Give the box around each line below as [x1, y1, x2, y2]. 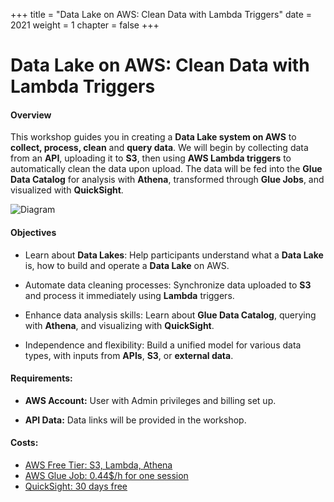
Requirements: [10, 372, 73, 384]
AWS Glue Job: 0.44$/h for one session [24, 470, 189, 481]
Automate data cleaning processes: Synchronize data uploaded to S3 [24, 279, 312, 291]
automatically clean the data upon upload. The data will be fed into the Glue [10, 163, 323, 175]
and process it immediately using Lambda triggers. [24, 289, 235, 301]
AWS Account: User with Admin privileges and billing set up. [24, 394, 277, 406]
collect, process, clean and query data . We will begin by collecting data [10, 142, 309, 154]
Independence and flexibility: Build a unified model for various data [24, 339, 302, 351]
